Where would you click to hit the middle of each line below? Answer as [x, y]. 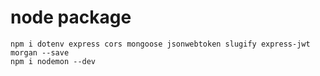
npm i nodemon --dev [53, 61]
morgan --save [40, 52]
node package [71, 17]
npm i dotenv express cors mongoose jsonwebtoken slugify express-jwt [160, 44]
